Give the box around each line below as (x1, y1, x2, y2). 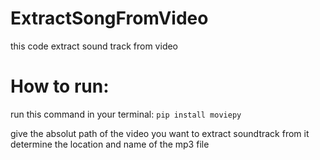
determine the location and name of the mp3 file (10, 138, 210, 150)
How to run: (10, 75, 110, 98)
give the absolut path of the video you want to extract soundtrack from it (10, 127, 310, 139)
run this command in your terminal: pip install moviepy (10, 108, 242, 120)
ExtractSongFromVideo (10, 7, 209, 30)
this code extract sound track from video (10, 40, 179, 52)
